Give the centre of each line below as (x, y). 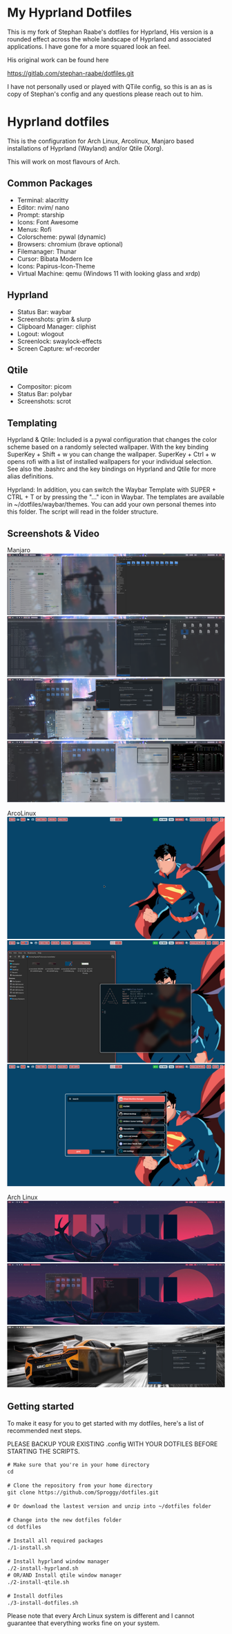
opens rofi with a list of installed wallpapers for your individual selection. (110, 462)
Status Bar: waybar (44, 311)
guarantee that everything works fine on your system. (84, 1623)
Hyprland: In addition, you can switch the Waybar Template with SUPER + (112, 490)
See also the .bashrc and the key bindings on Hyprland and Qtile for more (112, 469)
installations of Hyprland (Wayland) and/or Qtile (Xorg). (85, 148)
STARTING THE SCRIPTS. (43, 1451)
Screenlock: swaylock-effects (59, 341)
